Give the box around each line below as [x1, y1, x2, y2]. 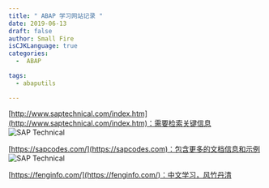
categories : [8, 49, 49, 58]
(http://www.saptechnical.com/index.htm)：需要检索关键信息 [8, 118, 212, 128]
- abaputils [15, 79, 57, 88]
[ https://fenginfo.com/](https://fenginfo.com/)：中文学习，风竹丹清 [8, 169, 233, 179]
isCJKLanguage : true [8, 42, 79, 50]
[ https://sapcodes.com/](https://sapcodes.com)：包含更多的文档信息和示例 [8, 143, 261, 154]
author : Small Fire [8, 34, 75, 43]
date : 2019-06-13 [8, 19, 67, 28]
